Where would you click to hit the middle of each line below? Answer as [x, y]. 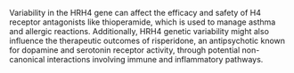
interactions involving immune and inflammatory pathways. [155, 59]
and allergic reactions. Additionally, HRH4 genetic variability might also [139, 31]
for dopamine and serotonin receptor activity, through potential [125, 50]
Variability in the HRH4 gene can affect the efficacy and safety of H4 [135, 13]
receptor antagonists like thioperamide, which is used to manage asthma [143, 22]
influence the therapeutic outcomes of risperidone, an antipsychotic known [147, 40]
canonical [27, 59]
